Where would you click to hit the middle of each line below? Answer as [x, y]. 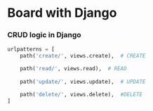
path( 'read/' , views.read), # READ [74, 69]
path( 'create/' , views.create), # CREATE [83, 56]
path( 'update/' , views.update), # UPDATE [83, 81]
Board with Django [62, 13]
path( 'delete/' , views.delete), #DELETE [81, 94]
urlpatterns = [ [31, 50]
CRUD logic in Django [45, 35]
